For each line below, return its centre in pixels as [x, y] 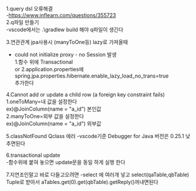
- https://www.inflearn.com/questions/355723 [61, 15]
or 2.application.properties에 [49, 69]
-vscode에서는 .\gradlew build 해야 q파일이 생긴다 [65, 29]
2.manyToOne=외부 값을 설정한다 [45, 116]
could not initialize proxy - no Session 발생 [65, 54]
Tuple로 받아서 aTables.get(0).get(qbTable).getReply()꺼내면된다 [82, 182]
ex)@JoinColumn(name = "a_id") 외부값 [54, 123]
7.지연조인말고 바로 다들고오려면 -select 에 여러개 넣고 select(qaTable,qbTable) [98, 175]
